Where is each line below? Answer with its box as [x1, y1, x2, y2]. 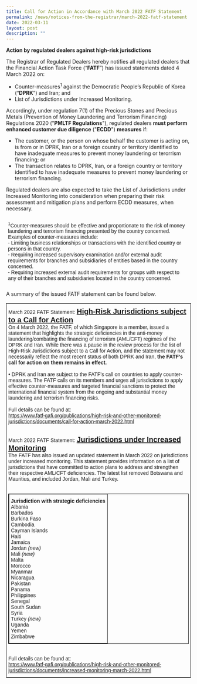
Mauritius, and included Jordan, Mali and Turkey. [8, 475, 119, 483]
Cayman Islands [11, 527, 48, 534]
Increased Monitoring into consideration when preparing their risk [6, 192, 165, 199]
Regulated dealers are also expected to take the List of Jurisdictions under [6, 186, 186, 193]
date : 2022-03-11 [6, 19, 49, 25]
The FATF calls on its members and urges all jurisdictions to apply [33, 377, 183, 384]
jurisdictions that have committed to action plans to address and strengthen [8, 464, 179, 471]
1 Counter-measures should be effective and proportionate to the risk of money [8, 220, 185, 229]
